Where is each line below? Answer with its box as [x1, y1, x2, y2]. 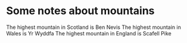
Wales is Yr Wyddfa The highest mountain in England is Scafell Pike [6, 29, 172, 37]
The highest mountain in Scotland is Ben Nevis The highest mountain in [6, 24, 182, 31]
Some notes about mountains [6, 4, 155, 18]
